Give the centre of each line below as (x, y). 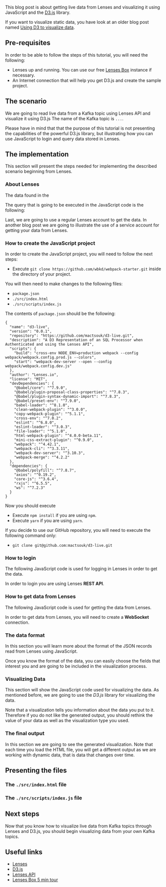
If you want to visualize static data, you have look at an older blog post (77, 22)
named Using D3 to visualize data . (40, 27)
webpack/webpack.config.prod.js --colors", (51, 358)
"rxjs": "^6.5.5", (33, 484)
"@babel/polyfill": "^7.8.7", (45, 471)
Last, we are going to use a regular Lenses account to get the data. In (76, 220)
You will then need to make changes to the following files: (64, 284)
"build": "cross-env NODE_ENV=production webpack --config (76, 353)
